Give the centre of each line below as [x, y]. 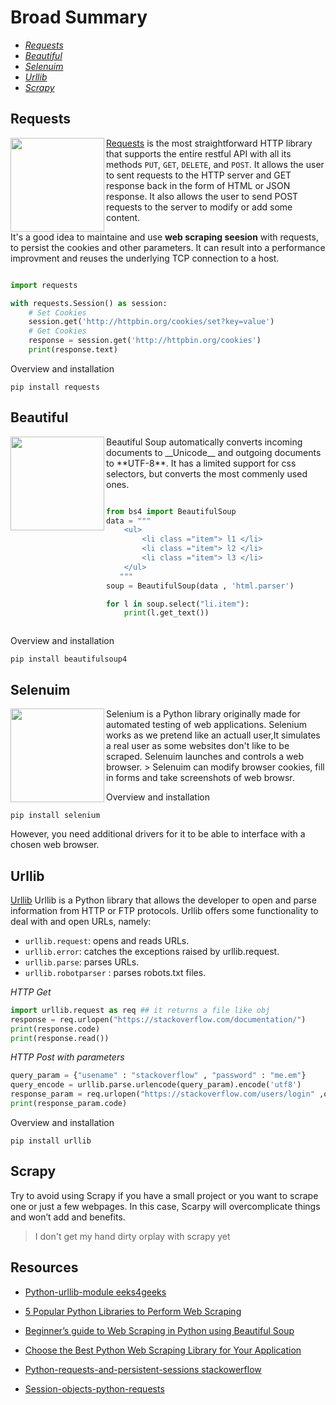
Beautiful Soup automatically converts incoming [204, 442]
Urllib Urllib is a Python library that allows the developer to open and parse [163, 900]
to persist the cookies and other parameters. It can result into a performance [168, 247]
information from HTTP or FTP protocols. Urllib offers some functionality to [164, 910]
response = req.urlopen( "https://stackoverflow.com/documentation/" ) [158, 1019]
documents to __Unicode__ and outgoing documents [214, 452]
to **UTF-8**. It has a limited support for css [201, 463]
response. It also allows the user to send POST [202, 196]
